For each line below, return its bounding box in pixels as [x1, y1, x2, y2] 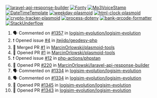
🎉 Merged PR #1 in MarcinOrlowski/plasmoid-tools [12, 45, 115, 50]
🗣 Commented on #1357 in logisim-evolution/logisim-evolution [12, 30, 141, 36]
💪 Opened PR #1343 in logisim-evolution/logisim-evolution [12, 87, 131, 93]
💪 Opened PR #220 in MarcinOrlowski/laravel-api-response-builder [12, 62, 150, 68]
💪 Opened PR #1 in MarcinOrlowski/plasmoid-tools [12, 49, 115, 55]
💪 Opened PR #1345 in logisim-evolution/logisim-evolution [12, 82, 131, 88]
